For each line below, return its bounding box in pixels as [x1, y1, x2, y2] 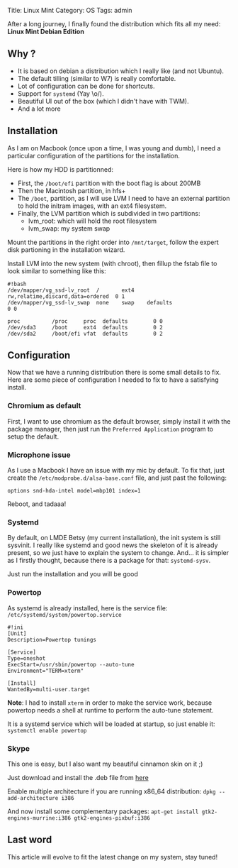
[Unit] [7, 630, 27, 637]
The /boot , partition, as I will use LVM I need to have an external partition [17, 194, 230, 202]
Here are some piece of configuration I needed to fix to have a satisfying [7, 375, 219, 384]
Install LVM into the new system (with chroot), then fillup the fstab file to [7, 259, 217, 268]
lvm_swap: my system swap [28, 224, 110, 233]
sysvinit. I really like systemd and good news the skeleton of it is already [7, 541, 218, 549]
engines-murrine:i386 [7, 814, 72, 822]
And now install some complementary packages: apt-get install [7, 807, 199, 815]
